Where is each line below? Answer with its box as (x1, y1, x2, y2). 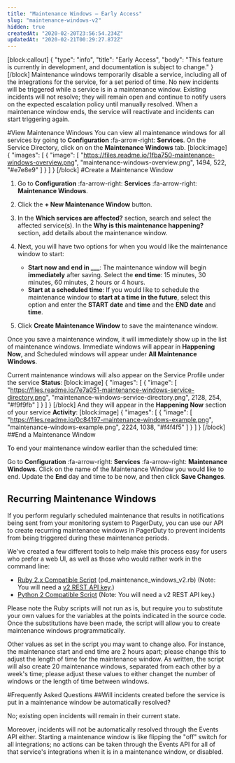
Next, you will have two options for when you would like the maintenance (17, 242, 228, 251)
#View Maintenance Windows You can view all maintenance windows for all (7, 129, 226, 137)
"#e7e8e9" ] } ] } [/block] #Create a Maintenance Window (7, 166, 173, 174)
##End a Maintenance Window (7, 430, 96, 439)
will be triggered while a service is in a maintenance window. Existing (7, 85, 206, 94)
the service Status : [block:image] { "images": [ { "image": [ (7, 379, 177, 387)
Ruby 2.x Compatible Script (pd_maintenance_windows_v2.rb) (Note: (17, 575, 216, 584)
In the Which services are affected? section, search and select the (17, 214, 212, 223)
